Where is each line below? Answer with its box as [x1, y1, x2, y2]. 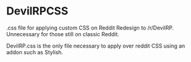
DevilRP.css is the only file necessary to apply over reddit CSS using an [6, 42, 186, 49]
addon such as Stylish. [6, 48, 63, 55]
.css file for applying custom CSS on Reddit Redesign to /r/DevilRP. [6, 24, 175, 31]
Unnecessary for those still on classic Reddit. [6, 30, 120, 37]
